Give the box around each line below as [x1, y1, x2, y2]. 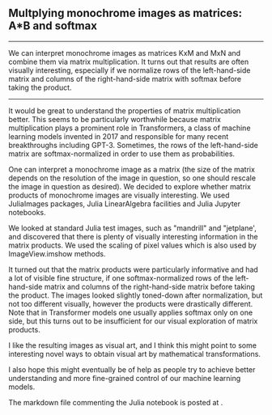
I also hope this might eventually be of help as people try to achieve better [8, 364, 256, 375]
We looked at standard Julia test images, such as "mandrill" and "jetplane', [8, 222, 257, 233]
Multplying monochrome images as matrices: [8, 6, 243, 20]
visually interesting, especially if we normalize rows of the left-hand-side [8, 65, 251, 75]
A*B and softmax [8, 19, 97, 33]
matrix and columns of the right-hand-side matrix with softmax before [8, 74, 242, 83]
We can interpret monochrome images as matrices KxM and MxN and [8, 48, 241, 57]
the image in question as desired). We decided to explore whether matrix [8, 181, 251, 191]
